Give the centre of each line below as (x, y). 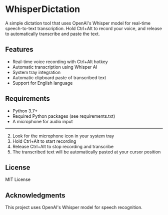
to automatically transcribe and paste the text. (52, 34)
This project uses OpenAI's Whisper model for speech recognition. (74, 207)
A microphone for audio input (42, 121)
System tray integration (36, 72)
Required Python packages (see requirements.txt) (64, 116)
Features (19, 49)
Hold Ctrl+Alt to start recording (44, 141)
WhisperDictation (43, 9)
